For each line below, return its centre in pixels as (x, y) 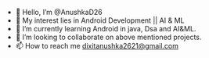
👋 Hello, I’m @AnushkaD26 (59, 12)
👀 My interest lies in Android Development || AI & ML (100, 20)
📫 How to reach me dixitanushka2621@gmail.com (97, 46)
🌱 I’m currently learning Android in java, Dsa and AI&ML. (106, 29)
